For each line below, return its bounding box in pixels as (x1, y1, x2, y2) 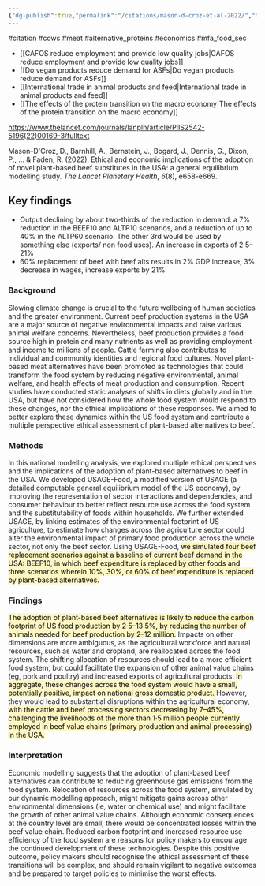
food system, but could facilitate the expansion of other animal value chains (8, 664, 254, 673)
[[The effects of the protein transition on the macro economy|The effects (19, 99, 256, 108)
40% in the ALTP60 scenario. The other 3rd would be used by (19, 232, 222, 241)
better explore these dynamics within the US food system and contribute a (8, 412, 250, 421)
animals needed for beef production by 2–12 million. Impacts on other (8, 630, 233, 639)
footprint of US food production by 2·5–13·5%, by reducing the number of (8, 621, 247, 631)
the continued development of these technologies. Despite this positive (8, 843, 240, 853)
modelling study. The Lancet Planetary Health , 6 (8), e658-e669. (8, 171, 218, 181)
